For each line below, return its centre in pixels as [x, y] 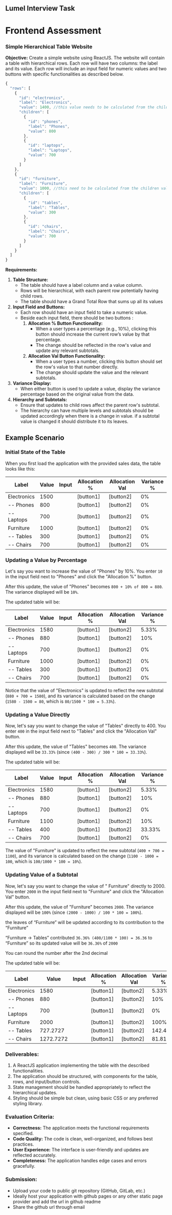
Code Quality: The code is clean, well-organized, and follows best [83, 1139]
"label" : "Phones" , [49, 126]
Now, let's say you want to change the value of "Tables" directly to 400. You [86, 726]
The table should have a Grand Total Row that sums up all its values [92, 302]
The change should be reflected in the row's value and [93, 345]
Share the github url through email [49, 1207]
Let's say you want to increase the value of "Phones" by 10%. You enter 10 [84, 571]
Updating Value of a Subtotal [42, 875]
